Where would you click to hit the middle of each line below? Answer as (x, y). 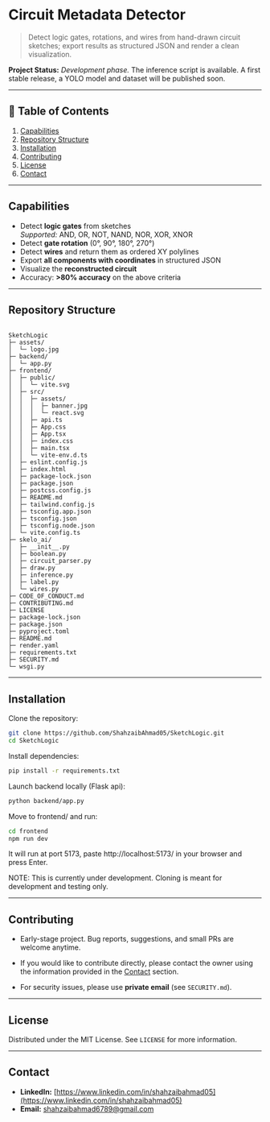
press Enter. (28, 863)
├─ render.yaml (34, 646)
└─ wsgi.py (27, 667)
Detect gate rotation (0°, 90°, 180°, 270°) (87, 242)
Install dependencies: (44, 756)
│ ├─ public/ (32, 378)
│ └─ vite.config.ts (45, 533)
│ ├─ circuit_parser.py (50, 561)
